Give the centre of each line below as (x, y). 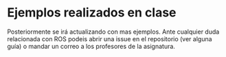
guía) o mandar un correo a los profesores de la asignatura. (91, 46)
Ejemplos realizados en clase (92, 13)
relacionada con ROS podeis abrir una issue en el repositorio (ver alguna (110, 38)
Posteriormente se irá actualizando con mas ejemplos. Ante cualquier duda (113, 32)
